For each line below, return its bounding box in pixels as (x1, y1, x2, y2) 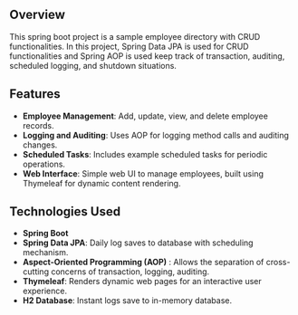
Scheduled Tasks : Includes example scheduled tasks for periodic (22, 148, 268, 159)
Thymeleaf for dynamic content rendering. (22, 177, 181, 188)
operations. (22, 158, 66, 169)
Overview (9, 7, 66, 23)
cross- (265, 257, 291, 268)
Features (9, 86, 61, 102)
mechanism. (22, 247, 69, 258)
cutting (22, 266, 50, 277)
